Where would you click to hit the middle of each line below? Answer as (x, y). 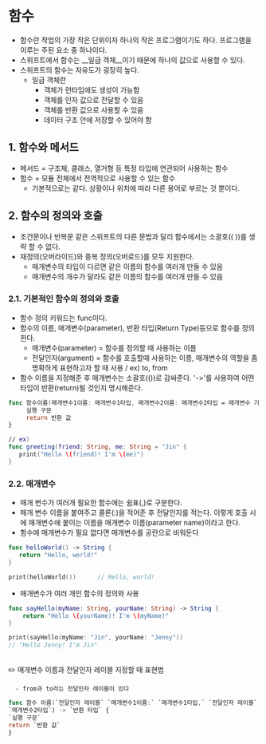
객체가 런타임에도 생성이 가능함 (92, 89)
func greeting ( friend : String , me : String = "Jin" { (98, 447)
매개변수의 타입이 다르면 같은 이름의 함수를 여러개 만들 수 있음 (127, 266)
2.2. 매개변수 (32, 484)
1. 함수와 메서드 (44, 147)
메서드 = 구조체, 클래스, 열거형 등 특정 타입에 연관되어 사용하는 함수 (124, 168)
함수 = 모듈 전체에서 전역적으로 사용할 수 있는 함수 (98, 178)
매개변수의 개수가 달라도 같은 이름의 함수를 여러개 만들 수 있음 (127, 276)
